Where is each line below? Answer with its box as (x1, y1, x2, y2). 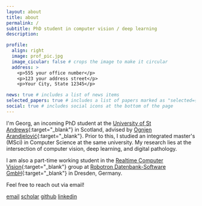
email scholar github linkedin (6, 193, 77, 200)
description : (6, 31, 39, 37)
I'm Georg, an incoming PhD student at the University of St (6, 120, 151, 127)
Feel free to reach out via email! (6, 181, 85, 188)
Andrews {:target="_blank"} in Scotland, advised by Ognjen (6, 126, 152, 133)
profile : (6, 42, 28, 48)
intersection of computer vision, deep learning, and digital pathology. (6, 145, 177, 152)
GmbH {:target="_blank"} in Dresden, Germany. (6, 169, 123, 177)
